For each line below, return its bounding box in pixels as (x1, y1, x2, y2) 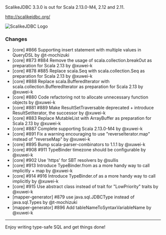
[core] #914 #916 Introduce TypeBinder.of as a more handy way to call (12, 173, 156, 179)
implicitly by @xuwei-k (12, 178, 59, 185)
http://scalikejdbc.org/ (5, 14, 50, 19)
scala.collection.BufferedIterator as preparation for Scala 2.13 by (12, 84, 143, 90)
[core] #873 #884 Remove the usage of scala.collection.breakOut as (12, 57, 152, 63)
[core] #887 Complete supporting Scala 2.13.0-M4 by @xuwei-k (12, 126, 143, 132)
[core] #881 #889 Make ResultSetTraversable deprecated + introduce (12, 105, 154, 111)
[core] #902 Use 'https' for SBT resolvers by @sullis (12, 157, 119, 163)
